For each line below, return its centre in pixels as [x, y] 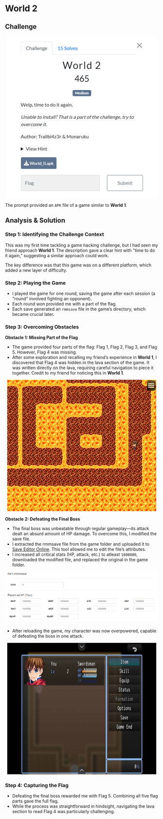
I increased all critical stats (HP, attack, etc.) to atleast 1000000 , [75, 554]
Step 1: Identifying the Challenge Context [54, 234]
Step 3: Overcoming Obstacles [42, 327]
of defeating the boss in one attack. [48, 636]
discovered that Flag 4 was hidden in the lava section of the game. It [81, 363]
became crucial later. [33, 314]
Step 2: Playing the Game [36, 283]
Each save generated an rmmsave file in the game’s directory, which [79, 309]
